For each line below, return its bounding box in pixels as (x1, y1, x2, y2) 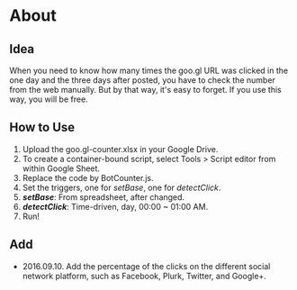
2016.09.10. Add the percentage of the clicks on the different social (22, 260, 271, 271)
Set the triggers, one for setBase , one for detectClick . (22, 182, 221, 193)
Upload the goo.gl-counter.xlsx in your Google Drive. (22, 143, 219, 154)
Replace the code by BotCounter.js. (22, 172, 154, 183)
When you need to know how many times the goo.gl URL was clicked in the (9, 65, 289, 76)
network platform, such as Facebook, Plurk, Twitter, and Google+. (22, 270, 267, 281)
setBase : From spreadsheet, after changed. (22, 191, 185, 203)
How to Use (9, 120, 76, 135)
